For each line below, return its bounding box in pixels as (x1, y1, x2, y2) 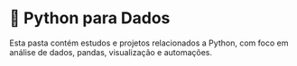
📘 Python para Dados (9, 8, 171, 29)
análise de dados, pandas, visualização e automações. (9, 46, 213, 57)
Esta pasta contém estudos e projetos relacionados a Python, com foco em (9, 37, 289, 48)
